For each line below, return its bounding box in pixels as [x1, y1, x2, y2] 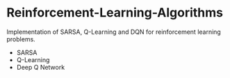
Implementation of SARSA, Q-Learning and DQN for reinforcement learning [6, 28, 222, 36]
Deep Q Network [16, 63, 65, 71]
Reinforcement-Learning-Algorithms [6, 5, 224, 21]
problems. [6, 35, 35, 43]
